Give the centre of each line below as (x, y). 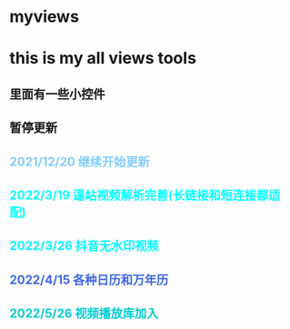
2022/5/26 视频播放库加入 (84, 314)
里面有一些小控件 (57, 94)
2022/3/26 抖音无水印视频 (84, 246)
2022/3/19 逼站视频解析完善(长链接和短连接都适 (145, 195)
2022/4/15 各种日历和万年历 (89, 279)
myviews (45, 17)
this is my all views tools (103, 59)
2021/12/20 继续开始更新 (80, 161)
